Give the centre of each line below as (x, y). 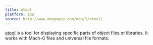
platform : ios (20, 14)
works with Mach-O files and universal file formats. (57, 38)
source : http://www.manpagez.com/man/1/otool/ (54, 19)
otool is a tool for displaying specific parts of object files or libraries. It (76, 33)
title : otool (19, 10)
